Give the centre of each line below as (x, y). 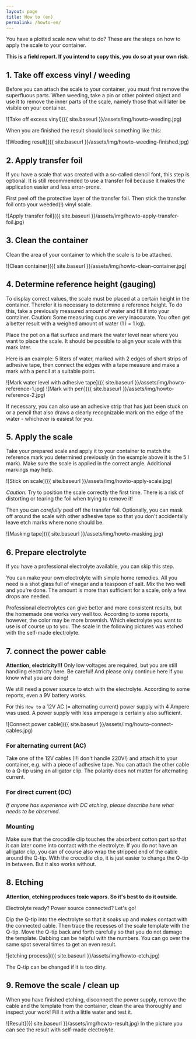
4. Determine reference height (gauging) (81, 285)
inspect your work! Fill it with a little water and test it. (69, 1012)
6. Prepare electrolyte (46, 552)
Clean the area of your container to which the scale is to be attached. (89, 254)
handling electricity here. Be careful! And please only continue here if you (94, 672)
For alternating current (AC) (46, 745)
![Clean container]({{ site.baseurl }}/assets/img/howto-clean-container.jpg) (96, 266)
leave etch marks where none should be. (55, 523)
